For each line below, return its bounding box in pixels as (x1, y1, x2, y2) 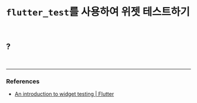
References (6, 77, 40, 85)
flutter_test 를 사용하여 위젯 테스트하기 (6, 5, 190, 19)
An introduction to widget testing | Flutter (14, 91, 114, 98)
